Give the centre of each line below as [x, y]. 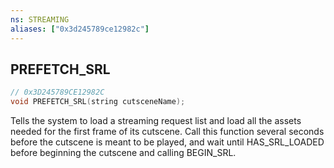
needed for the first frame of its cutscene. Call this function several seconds [167, 132]
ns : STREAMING [40, 19]
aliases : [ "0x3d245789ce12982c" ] [80, 29]
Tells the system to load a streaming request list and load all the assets [156, 121]
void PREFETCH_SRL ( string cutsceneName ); [98, 102]
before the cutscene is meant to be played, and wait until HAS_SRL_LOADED [167, 142]
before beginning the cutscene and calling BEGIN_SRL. [123, 153]
